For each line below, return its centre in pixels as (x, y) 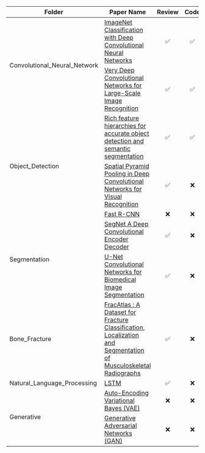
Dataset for (120, 312)
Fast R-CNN (122, 214)
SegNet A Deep (126, 224)
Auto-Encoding (127, 393)
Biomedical (120, 279)
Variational (120, 400)
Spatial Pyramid (127, 166)
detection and (124, 141)
